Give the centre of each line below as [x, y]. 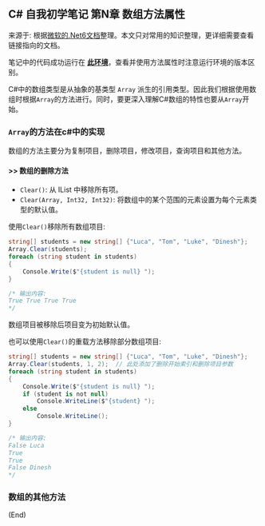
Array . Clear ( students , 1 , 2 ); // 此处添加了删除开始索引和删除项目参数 [121, 365]
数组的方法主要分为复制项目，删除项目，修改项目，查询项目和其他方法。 [127, 151]
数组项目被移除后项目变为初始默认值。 [71, 325]
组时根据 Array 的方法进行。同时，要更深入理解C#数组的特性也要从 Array [125, 99]
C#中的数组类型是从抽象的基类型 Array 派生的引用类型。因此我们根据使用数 [132, 89]
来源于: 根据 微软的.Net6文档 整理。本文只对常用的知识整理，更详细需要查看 [131, 35]
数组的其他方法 [37, 497]
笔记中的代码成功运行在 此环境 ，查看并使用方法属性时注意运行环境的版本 [128, 62]
